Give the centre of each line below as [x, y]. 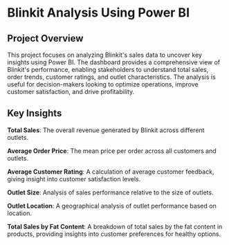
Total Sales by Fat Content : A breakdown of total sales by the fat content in [115, 226]
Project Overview [45, 38]
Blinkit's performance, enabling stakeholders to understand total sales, [108, 70]
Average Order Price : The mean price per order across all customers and [112, 151]
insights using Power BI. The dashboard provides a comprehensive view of [114, 62]
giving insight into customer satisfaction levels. [74, 179]
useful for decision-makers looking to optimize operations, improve [103, 84]
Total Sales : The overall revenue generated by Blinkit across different [106, 130]
